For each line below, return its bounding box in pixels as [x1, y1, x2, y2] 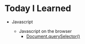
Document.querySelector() [26, 33, 80, 39]
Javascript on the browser [19, 28, 72, 34]
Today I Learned [4, 3, 71, 14]
